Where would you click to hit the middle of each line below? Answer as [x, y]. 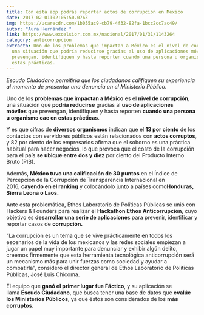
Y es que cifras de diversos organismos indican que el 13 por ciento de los [101, 129]
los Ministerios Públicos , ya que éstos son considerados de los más [92, 299]
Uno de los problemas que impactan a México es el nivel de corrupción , [98, 98]
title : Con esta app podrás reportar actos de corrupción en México [95, 12]
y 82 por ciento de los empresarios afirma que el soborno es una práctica [98, 142]
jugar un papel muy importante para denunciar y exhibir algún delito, [92, 248]
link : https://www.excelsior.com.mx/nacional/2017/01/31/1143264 [90, 35]
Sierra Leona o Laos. [33, 192]
